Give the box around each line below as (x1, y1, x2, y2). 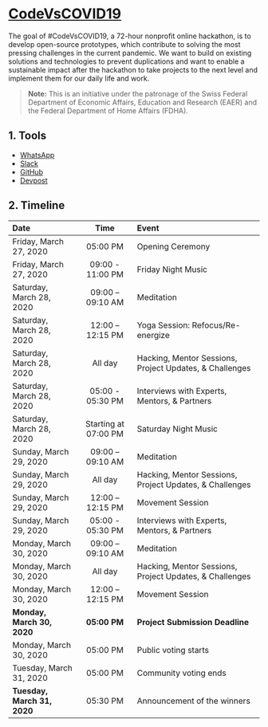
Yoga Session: (136, 320, 191, 331)
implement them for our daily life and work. (8, 73, 150, 83)
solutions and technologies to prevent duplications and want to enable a (8, 57, 245, 66)
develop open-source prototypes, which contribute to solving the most (8, 39, 241, 49)
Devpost (19, 175, 48, 185)
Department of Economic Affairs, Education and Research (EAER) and (27, 97, 258, 107)
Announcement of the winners (136, 695, 251, 706)
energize (136, 329, 170, 340)
